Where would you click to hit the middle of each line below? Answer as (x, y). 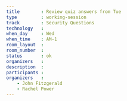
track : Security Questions (50, 23)
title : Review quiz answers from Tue (63, 12)
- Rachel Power (36, 89)
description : (25, 67)
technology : (25, 28)
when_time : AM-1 (32, 39)
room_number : (25, 50)
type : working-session (46, 17)
